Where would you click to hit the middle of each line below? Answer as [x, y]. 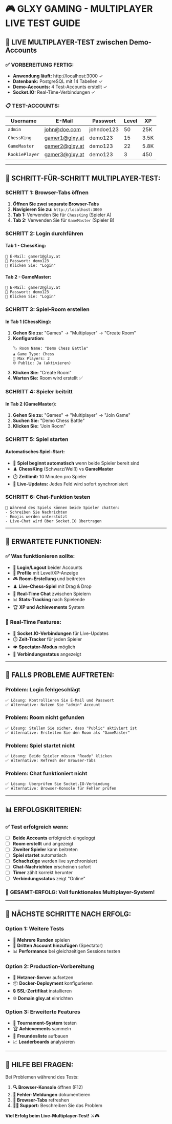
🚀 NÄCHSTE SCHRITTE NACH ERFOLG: [68, 914]
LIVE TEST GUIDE [43, 23]
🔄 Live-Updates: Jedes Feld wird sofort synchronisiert [70, 484]
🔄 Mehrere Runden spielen [41, 940]
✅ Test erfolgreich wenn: [37, 826]
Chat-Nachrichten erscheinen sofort [52, 867]
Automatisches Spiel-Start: [35, 451]
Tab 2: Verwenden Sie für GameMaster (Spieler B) [63, 220]
